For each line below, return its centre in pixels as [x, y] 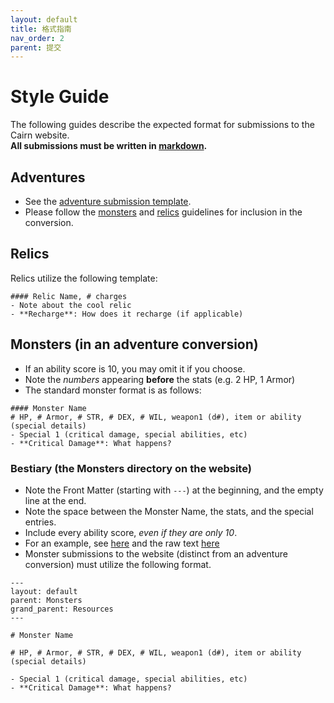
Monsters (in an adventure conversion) [134, 344]
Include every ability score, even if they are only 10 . [131, 532]
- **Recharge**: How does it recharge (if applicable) [127, 314]
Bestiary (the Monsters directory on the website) [131, 468]
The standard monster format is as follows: [113, 390]
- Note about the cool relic [71, 305]
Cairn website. [40, 135]
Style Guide [60, 97]
